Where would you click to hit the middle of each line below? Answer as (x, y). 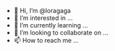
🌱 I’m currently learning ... (51, 25)
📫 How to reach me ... (46, 40)
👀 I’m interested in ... (43, 18)
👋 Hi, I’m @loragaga (42, 11)
